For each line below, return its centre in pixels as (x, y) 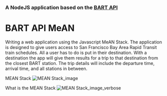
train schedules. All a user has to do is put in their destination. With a (76, 52)
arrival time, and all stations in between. (46, 68)
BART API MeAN (40, 28)
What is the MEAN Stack (31, 88)
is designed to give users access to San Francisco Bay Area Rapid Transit (81, 47)
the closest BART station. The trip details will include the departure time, (80, 63)
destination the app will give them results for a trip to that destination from (82, 58)
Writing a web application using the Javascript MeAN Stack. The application (83, 42)
